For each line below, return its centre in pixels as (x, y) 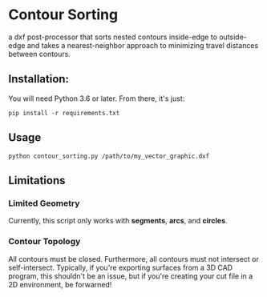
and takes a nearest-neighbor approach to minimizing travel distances (143, 45)
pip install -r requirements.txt (64, 113)
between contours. (39, 54)
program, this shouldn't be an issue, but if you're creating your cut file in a (131, 276)
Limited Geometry (44, 203)
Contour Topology (44, 242)
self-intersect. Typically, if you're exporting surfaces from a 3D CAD (121, 267)
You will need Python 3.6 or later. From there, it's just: (97, 98)
